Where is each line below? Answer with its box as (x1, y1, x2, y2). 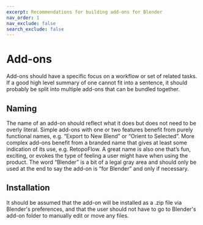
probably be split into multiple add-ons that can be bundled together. (6, 86, 180, 93)
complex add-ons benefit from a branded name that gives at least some (6, 139, 188, 146)
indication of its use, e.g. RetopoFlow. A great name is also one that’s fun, (6, 146, 191, 153)
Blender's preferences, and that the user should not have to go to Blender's (6, 205, 197, 213)
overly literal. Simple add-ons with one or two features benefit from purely (6, 126, 193, 133)
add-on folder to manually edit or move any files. (6, 212, 130, 219)
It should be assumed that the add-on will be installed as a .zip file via (6, 199, 182, 206)
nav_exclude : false (6, 20, 56, 26)
